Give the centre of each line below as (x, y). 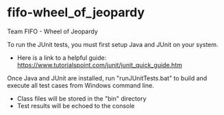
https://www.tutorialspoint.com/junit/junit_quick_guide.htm (100, 65)
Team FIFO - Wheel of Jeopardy (52, 31)
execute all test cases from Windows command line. (80, 85)
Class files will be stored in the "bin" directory (82, 98)
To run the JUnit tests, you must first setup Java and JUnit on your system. (113, 44)
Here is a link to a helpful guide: (62, 57)
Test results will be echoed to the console (76, 105)
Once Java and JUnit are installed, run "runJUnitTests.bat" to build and (107, 78)
